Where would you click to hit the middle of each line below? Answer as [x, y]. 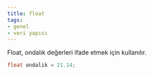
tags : [15, 20]
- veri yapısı [28, 33]
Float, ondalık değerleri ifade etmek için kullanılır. [77, 53]
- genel [18, 26]
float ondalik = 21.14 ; [42, 65]
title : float [26, 13]
